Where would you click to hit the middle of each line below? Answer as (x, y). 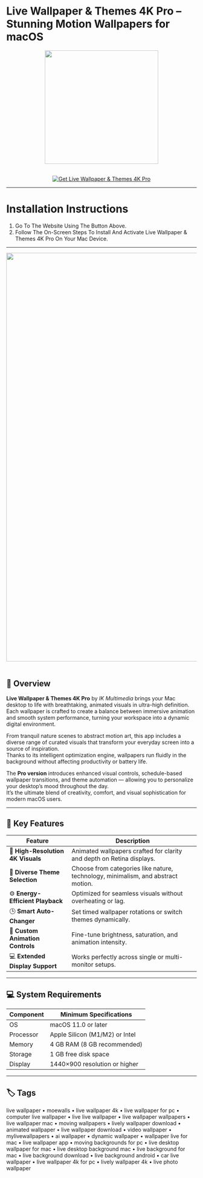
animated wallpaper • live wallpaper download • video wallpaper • (89, 1130)
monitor (82, 965)
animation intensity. (99, 942)
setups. (105, 965)
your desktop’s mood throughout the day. (57, 786)
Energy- (29, 893)
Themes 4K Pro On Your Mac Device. (61, 239)
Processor (24, 1035)
